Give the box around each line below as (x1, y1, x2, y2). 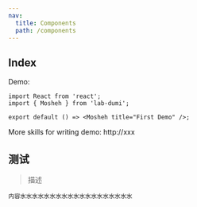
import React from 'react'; (8, 92, 102, 100)
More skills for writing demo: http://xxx (8, 127, 135, 137)
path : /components (15, 26, 77, 34)
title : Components (15, 19, 77, 27)
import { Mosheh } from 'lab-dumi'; (8, 100, 129, 107)
